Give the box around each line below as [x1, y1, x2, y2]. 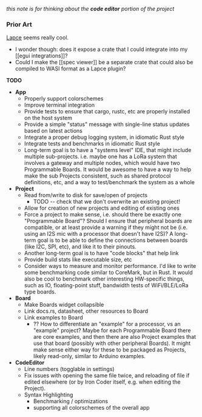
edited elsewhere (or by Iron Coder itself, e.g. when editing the [24, 378, 181, 385]
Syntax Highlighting [24, 391, 73, 399]
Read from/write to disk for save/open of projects [24, 192, 147, 199]
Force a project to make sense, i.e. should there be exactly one [24, 211, 182, 218]
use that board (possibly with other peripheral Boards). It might [33, 339, 191, 347]
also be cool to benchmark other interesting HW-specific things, [24, 275, 185, 282]
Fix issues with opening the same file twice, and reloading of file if [24, 372, 190, 379]
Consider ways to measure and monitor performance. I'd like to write [24, 262, 197, 270]
